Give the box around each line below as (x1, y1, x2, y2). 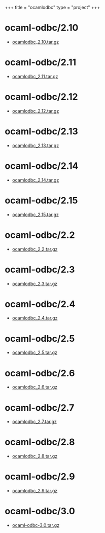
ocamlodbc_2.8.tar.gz (12, 453, 58, 459)
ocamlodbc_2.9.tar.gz (12, 488, 58, 494)
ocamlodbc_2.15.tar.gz (12, 211, 59, 218)
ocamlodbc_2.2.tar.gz (12, 246, 58, 252)
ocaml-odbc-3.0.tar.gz (12, 522, 59, 528)
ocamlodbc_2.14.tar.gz (12, 177, 59, 183)
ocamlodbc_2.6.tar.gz (12, 384, 58, 390)
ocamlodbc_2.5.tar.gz (12, 349, 58, 356)
